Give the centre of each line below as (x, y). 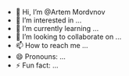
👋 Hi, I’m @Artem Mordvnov (60, 12)
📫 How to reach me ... (52, 45)
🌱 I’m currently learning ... (57, 28)
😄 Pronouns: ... (41, 57)
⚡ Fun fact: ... (37, 65)
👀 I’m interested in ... (48, 20)
